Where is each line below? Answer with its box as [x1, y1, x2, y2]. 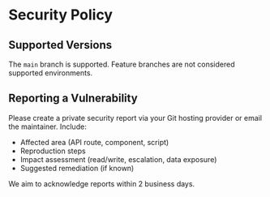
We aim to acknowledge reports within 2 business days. [8, 178, 195, 188]
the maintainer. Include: [8, 122, 87, 131]
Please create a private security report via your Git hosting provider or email [8, 113, 262, 122]
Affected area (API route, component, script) [19, 137, 169, 147]
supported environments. [8, 68, 93, 78]
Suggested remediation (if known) [19, 163, 135, 173]
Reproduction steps [19, 146, 87, 156]
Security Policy [8, 6, 114, 24]
